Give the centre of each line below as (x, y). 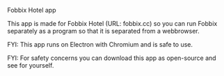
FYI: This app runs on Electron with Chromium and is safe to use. (100, 44)
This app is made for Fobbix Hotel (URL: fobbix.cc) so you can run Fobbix (112, 23)
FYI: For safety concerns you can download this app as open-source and (112, 58)
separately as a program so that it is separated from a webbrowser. (103, 31)
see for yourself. (31, 65)
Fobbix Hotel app (32, 10)
